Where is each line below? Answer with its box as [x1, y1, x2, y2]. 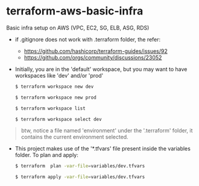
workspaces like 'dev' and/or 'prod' [14, 72, 104, 79]
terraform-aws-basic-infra [6, 4, 144, 18]
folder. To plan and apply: [14, 152, 78, 159]
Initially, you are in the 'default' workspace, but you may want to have [14, 65, 188, 73]
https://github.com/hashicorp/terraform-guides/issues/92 [24, 47, 168, 55]
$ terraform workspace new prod [14, 95, 96, 101]
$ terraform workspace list [14, 105, 86, 111]
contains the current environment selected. [21, 134, 128, 141]
